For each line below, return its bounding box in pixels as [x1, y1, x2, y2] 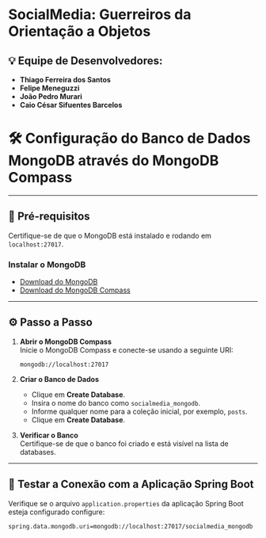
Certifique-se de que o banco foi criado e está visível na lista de [19, 438, 229, 448]
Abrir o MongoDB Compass [19, 337, 112, 346]
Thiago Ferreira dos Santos [19, 75, 111, 84]
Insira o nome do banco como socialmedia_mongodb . [31, 398, 200, 407]
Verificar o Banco [19, 430, 79, 440]
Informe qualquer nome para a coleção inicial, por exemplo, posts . [31, 406, 248, 416]
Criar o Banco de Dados [19, 374, 99, 383]
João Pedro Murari [19, 92, 83, 101]
